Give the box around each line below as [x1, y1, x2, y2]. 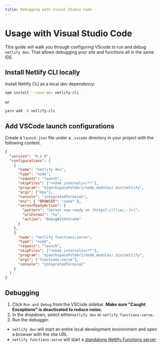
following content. [5, 140, 41, 146]
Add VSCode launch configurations [5, 122, 115, 130]
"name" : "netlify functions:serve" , [17, 235, 92, 240]
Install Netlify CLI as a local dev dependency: [5, 81, 96, 87]
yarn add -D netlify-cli [5, 108, 55, 114]
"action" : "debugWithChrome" [22, 217, 81, 222]
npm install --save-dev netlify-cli [5, 91, 79, 95]
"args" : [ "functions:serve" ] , [17, 257, 79, 262]
